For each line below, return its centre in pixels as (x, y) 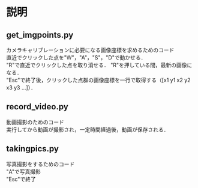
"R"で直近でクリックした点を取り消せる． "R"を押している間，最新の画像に (99, 65)
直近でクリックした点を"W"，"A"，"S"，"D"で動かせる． (76, 57)
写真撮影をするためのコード (40, 164)
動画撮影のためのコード (35, 122)
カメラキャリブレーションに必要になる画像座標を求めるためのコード (90, 50)
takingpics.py (32, 149)
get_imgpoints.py (40, 35)
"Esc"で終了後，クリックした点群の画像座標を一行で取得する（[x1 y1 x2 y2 (98, 80)
